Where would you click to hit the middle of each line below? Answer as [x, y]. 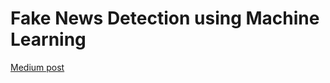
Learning [48, 39]
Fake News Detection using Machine [165, 18]
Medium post [37, 67]
